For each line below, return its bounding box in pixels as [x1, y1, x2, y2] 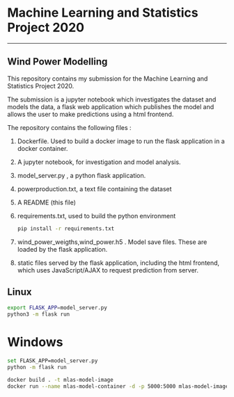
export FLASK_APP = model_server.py [7, 305, 108, 311]
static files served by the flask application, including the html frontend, [17, 259, 220, 267]
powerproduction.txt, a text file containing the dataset [17, 184, 172, 193]
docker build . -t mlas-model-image [7, 376, 114, 383]
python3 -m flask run [7, 311, 70, 318]
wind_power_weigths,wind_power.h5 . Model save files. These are [17, 238, 208, 246]
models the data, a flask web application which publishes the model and [7, 102, 214, 111]
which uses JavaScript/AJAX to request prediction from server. [17, 266, 199, 274]
